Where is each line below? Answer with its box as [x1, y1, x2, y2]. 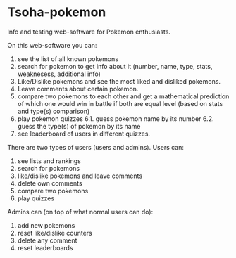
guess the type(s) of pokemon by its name [17, 122, 141, 130]
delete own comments [17, 179, 82, 187]
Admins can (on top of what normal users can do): [7, 207, 154, 216]
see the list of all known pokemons [17, 54, 118, 63]
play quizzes [17, 194, 55, 202]
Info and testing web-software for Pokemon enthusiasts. [7, 27, 171, 36]
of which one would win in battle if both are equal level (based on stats [17, 99, 223, 108]
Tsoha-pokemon [7, 4, 106, 20]
